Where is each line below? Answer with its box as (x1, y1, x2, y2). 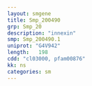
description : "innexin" (7, 29, 77, 37)
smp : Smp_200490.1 (7, 36, 61, 43)
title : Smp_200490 (7, 17, 61, 24)
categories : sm (7, 68, 52, 75)
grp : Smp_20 (7, 23, 42, 30)
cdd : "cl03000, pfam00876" (7, 55, 86, 62)
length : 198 (7, 49, 49, 56)
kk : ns (7, 62, 26, 69)
